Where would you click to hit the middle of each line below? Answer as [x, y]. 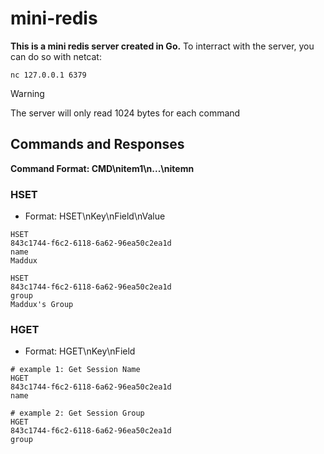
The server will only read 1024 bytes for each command [125, 113]
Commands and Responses [97, 144]
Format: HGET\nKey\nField [80, 351]
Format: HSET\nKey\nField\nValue [95, 216]
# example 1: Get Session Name [75, 370]
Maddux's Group [42, 305]
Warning [27, 93]
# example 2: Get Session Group [77, 413]
